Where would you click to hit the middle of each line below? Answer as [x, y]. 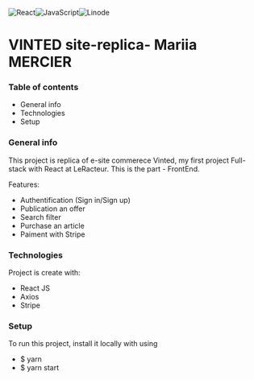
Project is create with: [44, 273]
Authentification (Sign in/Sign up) [75, 200]
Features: [24, 184]
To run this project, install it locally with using [83, 344]
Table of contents [44, 87]
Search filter [41, 217]
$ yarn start [40, 368]
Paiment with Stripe [52, 234]
